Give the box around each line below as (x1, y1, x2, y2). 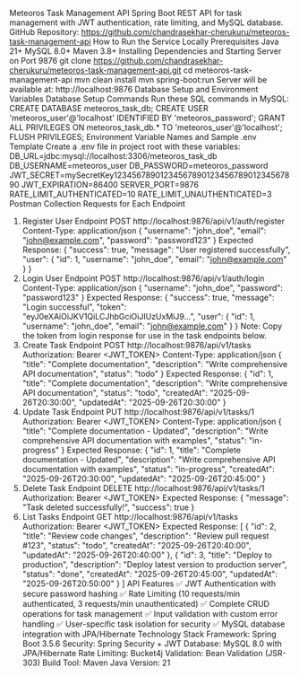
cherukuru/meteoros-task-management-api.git (9, 65, 182, 75)
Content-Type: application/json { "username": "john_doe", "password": (21, 283, 284, 293)
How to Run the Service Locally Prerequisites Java (92, 36, 279, 47)
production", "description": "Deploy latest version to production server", (21, 559, 288, 569)
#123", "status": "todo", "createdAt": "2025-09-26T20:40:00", (21, 540, 252, 550)
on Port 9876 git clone (9, 56, 92, 66)
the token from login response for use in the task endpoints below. (21, 330, 267, 340)
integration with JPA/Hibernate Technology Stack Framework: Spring (21, 628, 278, 639)
